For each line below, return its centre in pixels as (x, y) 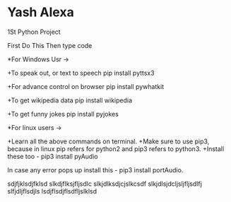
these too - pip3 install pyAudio (53, 156)
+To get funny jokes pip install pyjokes (63, 114)
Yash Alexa (41, 12)
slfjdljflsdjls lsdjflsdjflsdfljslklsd (52, 191)
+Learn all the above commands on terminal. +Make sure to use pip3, (108, 141)
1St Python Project (34, 32)
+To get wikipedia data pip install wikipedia (70, 100)
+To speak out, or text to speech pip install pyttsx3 (81, 73)
